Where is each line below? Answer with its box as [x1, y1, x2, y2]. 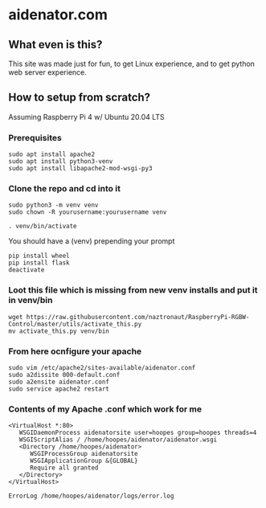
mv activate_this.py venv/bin [8, 327, 110, 335]
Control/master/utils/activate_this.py [8, 320, 142, 328]
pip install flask [8, 259, 70, 267]
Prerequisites [8, 132, 62, 143]
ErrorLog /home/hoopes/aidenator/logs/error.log [8, 492, 174, 500]
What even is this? [8, 38, 103, 51]
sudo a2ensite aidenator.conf [8, 378, 110, 386]
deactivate [8, 266, 45, 274]
